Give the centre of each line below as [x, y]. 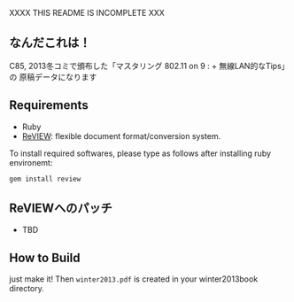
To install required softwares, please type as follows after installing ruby [140, 153]
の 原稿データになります [53, 77]
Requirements [49, 105]
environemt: [31, 162]
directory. [27, 289]
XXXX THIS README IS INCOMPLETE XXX [87, 13]
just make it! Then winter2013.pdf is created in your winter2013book [134, 279]
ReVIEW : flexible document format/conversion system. [121, 136]
